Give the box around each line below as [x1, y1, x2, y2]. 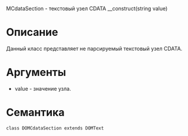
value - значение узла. [14, 85, 71, 92]
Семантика [6, 106, 65, 120]
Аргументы [6, 66, 67, 79]
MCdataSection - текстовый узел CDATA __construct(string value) [6, 5, 168, 12]
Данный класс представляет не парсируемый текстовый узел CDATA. [6, 45, 183, 52]
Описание [6, 26, 58, 39]
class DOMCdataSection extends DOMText [6, 125, 104, 131]
